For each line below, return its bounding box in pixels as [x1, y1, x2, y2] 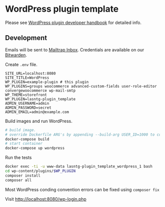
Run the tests [5, 155, 32, 161]
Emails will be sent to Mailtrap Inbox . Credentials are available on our [5, 46, 144, 52]
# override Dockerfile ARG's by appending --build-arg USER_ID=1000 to [5, 132, 155, 137]
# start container [5, 141, 43, 146]
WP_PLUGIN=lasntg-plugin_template [5, 96, 76, 101]
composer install [5, 173, 41, 178]
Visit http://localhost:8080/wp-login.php [5, 196, 87, 202]
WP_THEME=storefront [5, 92, 48, 97]
